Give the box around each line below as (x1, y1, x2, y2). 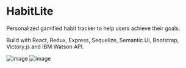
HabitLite (6, 4, 54, 18)
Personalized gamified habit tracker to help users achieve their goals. (6, 25, 181, 32)
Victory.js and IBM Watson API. (6, 43, 84, 50)
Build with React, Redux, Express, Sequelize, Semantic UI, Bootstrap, (6, 36, 179, 43)
